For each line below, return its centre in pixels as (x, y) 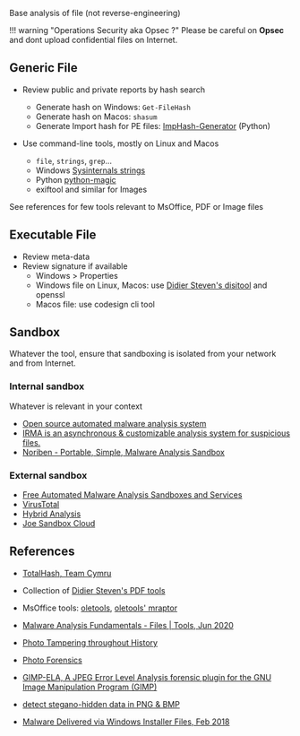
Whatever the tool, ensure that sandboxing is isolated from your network (143, 354)
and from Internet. (43, 363)
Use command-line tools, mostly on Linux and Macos (120, 143)
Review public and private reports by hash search (114, 90)
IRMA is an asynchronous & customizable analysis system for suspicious (156, 433)
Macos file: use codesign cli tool (95, 304)
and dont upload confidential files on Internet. (94, 40)
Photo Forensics (52, 660)
